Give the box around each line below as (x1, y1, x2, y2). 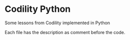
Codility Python (4, 3, 71, 15)
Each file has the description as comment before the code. (4, 29, 125, 35)
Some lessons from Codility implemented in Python (4, 20, 110, 26)
